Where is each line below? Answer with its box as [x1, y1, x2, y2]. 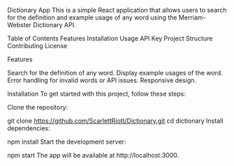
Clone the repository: [7, 103, 68, 111]
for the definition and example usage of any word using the [7, 13, 177, 22]
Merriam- [178, 13, 206, 22]
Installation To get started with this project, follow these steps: [7, 90, 187, 98]
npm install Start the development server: [7, 137, 126, 146]
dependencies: [7, 124, 50, 132]
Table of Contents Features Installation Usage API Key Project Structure [7, 34, 213, 43]
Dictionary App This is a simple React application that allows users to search [7, 6, 227, 14]
